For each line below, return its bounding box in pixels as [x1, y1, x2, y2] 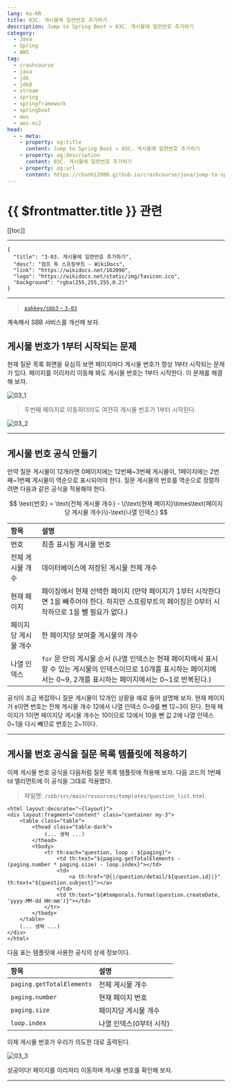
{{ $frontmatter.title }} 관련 [7, 203, 162, 219]
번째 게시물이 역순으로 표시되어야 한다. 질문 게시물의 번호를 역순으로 [19, 476, 202, 485]
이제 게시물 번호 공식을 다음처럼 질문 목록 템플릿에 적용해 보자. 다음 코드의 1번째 [7, 768, 221, 776]
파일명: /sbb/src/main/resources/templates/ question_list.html [23, 791, 206, 800]
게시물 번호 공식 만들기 [7, 447, 98, 459]
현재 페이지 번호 [99, 992, 147, 1002]
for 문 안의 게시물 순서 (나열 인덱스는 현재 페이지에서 [41, 654, 204, 663]
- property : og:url [19, 164, 76, 172]
